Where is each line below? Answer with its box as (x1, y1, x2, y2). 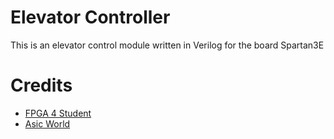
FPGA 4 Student (24, 107, 92, 119)
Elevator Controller (10, 6, 171, 29)
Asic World (24, 117, 71, 130)
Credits (10, 74, 73, 97)
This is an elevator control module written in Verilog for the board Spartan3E (10, 39, 325, 51)
